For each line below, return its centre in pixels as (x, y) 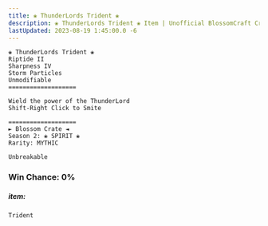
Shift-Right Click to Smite (55, 109)
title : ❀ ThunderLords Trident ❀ (64, 16)
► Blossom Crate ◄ (39, 129)
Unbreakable (28, 157)
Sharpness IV (30, 66)
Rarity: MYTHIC (33, 143)
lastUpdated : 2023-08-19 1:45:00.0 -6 (73, 30)
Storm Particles (35, 73)
